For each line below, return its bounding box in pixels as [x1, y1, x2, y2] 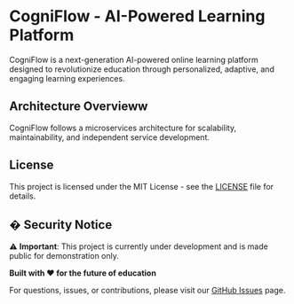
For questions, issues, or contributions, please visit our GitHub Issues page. [9, 285, 286, 296]
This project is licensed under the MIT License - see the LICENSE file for [9, 181, 274, 191]
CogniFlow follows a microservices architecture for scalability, [9, 122, 237, 133]
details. [9, 191, 36, 201]
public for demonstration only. [9, 251, 120, 261]
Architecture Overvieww [9, 99, 148, 114]
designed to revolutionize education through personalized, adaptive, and [9, 64, 275, 74]
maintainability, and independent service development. [9, 131, 211, 143]
